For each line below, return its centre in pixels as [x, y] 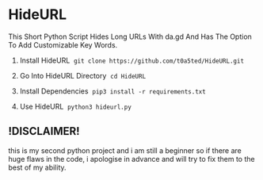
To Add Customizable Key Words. [63, 44]
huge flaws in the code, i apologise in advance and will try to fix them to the [131, 159]
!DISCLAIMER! [44, 131]
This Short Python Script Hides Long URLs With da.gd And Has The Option [130, 36]
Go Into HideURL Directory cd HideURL [83, 75]
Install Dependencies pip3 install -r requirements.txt [112, 91]
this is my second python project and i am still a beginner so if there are [125, 150]
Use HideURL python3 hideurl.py [76, 106]
